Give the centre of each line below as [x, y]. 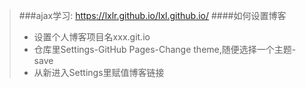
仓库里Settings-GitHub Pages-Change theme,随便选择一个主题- [165, 49]
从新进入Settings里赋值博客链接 [99, 72]
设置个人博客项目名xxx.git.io [92, 37]
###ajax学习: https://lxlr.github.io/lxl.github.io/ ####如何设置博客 [152, 15]
